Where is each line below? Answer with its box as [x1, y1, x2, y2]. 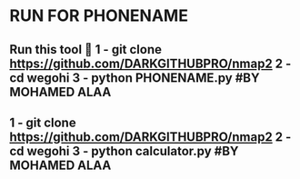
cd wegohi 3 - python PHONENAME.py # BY [9, 70, 261, 85]
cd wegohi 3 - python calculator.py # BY [9, 143, 239, 159]
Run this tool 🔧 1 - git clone [9, 42, 162, 57]
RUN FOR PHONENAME [9, 5, 189, 26]
